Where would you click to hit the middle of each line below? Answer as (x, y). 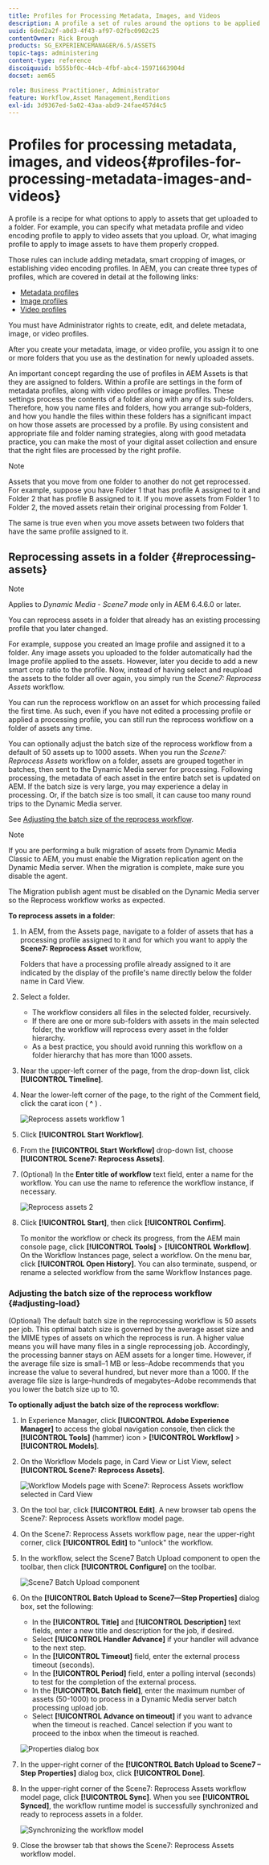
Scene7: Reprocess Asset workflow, (81, 948)
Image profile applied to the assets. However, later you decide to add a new (133, 661)
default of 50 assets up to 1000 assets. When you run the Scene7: (117, 752)
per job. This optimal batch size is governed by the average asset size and (131, 1330)
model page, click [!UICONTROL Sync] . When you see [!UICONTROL (134, 1797)
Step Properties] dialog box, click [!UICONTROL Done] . (112, 1773)
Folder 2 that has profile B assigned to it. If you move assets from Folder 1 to (134, 499)
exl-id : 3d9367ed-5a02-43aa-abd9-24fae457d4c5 (88, 105)
